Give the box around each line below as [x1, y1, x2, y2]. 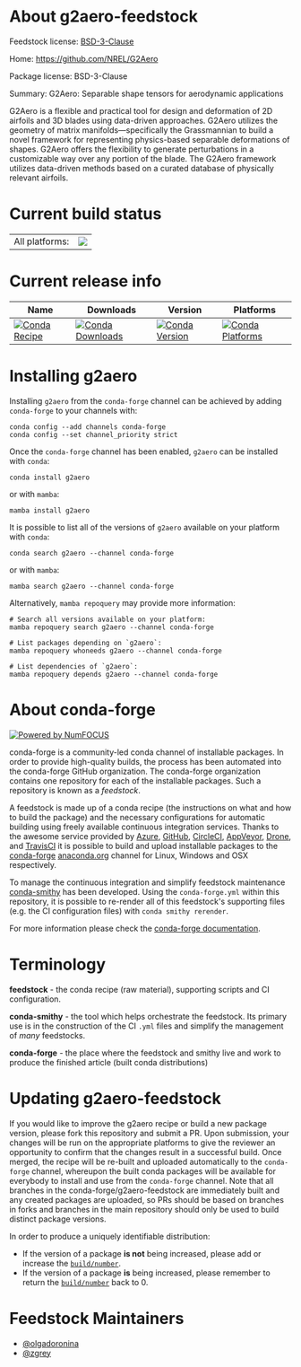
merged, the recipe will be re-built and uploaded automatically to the [9, 1156, 262, 1167]
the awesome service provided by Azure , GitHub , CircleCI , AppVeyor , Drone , [9, 830, 292, 841]
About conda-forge [9, 699, 156, 720]
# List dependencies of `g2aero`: [9, 662, 139, 670]
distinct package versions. [9, 1214, 107, 1224]
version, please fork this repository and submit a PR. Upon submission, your [9, 1127, 289, 1138]
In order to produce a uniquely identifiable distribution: [9, 1231, 211, 1241]
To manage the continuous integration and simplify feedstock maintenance [9, 877, 286, 888]
